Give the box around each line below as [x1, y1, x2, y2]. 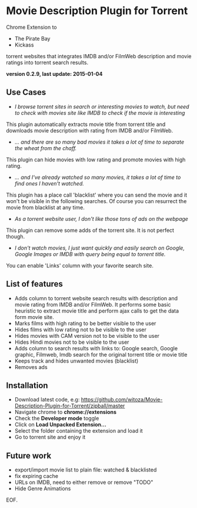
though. [6, 233, 25, 240]
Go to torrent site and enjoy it [14, 434, 86, 441]
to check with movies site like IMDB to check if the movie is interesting [14, 109, 185, 116]
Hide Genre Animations [14, 485, 71, 492]
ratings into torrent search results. [6, 59, 89, 66]
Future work [6, 450, 52, 460]
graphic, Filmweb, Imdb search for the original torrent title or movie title [14, 351, 188, 358]
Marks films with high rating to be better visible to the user [14, 320, 156, 327]
